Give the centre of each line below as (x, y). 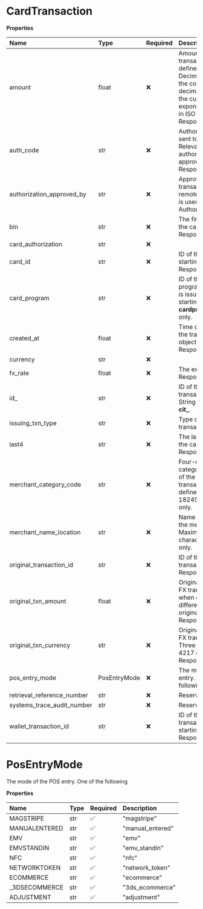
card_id (20, 261)
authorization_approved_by (48, 194)
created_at (24, 338)
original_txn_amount (38, 601)
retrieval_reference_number (49, 695)
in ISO (187, 113)
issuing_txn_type (33, 423)
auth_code (24, 150)
